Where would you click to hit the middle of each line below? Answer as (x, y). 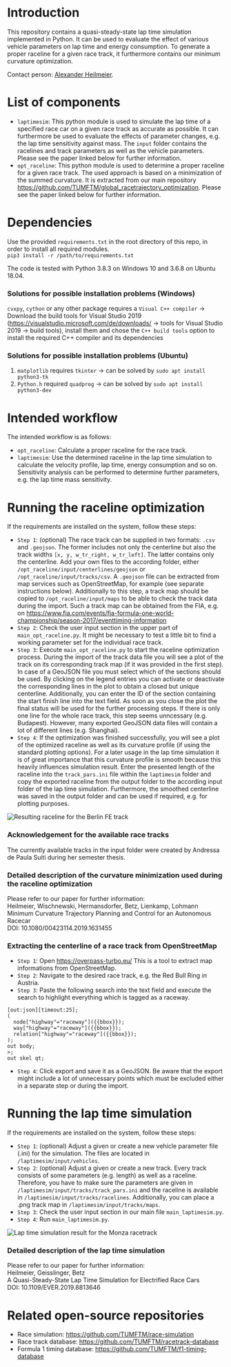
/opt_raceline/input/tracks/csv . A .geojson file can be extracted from (118, 576)
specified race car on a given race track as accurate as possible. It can (118, 128)
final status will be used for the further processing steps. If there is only (119, 709)
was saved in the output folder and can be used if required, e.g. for (112, 796)
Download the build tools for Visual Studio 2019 (74, 316)
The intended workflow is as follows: (59, 437)
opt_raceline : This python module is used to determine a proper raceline (121, 165)
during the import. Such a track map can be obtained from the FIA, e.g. (118, 606)
